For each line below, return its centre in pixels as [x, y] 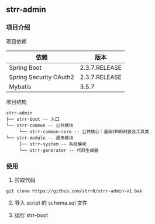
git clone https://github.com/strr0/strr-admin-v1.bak [74, 191]
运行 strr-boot [31, 215]
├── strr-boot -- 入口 [33, 119]
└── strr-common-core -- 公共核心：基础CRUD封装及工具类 [84, 131]
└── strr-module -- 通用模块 [40, 138]
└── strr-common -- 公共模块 [40, 125]
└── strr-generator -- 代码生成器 [59, 150]
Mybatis [20, 86]
